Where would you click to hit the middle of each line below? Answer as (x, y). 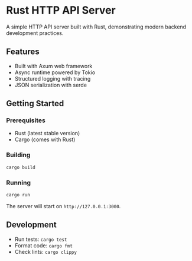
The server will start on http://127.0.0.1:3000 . (64, 206)
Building (18, 155)
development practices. (35, 33)
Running (19, 183)
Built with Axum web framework (53, 66)
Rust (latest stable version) (47, 133)
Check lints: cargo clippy (45, 252)
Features (23, 52)
